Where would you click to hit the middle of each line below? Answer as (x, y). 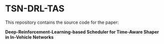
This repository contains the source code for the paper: (62, 22)
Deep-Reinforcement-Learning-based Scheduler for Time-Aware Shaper (82, 32)
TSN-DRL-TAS (35, 9)
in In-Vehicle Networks (29, 37)
